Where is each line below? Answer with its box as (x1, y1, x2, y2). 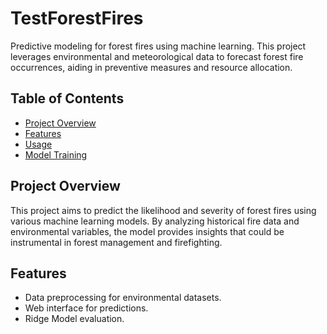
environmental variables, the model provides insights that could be (10, 225, 285, 237)
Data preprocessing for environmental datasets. (24, 292, 222, 304)
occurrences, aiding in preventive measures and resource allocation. (10, 61, 293, 73)
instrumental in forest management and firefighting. (10, 236, 223, 248)
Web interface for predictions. (24, 302, 149, 314)
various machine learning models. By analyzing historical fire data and (10, 215, 300, 227)
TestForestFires (10, 7, 144, 30)
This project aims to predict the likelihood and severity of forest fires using (10, 204, 317, 216)
